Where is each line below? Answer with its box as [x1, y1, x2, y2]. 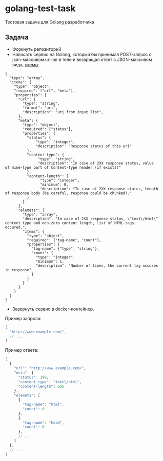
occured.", [5, 225, 27, 230]
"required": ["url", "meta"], [14, 88, 76, 93]
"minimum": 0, [40, 182, 69, 187]
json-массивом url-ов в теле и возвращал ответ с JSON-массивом [12, 57, 152, 62]
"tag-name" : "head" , [22, 420, 64, 425]
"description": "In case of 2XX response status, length [40, 186, 159, 191]
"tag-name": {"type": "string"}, [31, 246, 99, 251]
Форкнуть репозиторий [12, 46, 61, 52]
